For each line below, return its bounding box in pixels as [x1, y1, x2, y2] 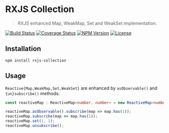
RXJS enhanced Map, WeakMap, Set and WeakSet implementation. [17, 20, 157, 26]
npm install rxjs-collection [5, 58, 66, 63]
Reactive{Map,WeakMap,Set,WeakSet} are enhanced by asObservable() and [5, 85, 157, 91]
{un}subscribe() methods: [5, 90, 60, 96]
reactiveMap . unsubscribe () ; [5, 123, 64, 128]
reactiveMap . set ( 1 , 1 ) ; [5, 118, 55, 124]
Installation [5, 44, 41, 53]
